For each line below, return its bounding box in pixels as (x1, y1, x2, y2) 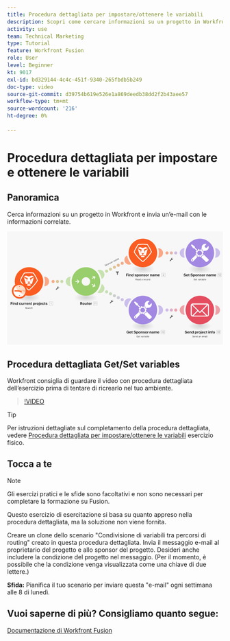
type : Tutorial (7, 40, 51, 47)
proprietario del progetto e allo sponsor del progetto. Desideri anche (7, 546, 200, 554)
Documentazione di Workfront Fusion (7, 626, 113, 634)
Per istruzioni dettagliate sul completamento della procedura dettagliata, (7, 424, 211, 432)
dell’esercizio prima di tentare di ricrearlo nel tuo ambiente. (7, 384, 173, 392)
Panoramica (7, 192, 60, 204)
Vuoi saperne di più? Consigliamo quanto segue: (7, 608, 219, 620)
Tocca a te (7, 458, 53, 470)
